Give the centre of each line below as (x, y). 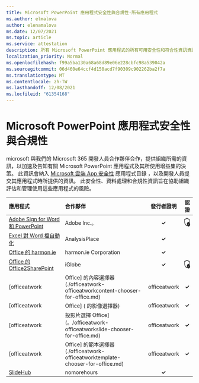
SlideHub (20, 372)
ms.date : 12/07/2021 (32, 32)
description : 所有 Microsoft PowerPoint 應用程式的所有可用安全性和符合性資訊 (97, 51)
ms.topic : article (29, 38)
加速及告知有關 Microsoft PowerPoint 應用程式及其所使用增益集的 (101, 166)
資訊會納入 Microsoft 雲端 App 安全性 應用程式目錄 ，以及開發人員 (104, 173)
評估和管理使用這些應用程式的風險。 (50, 188)
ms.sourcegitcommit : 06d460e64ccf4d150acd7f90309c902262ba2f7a (86, 69)
